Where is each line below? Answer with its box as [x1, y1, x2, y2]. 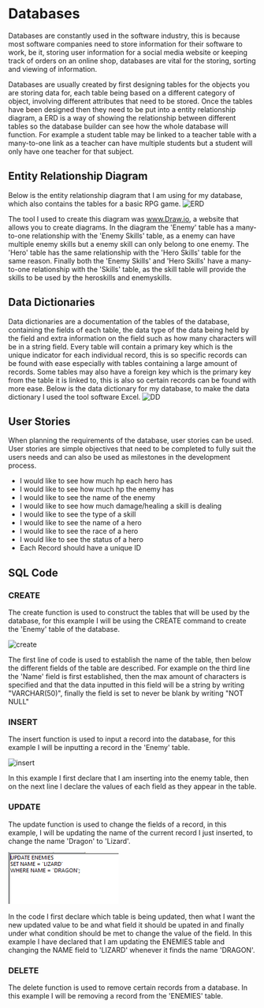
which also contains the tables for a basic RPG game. [8, 199, 181, 208]
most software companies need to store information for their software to [8, 39, 243, 48]
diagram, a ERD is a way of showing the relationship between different [8, 113, 236, 122]
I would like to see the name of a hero [19, 518, 142, 528]
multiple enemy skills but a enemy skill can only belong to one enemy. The [8, 239, 250, 248]
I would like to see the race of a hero [19, 526, 139, 536]
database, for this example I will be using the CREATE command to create [8, 616, 247, 625]
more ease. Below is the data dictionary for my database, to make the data [8, 383, 250, 393]
